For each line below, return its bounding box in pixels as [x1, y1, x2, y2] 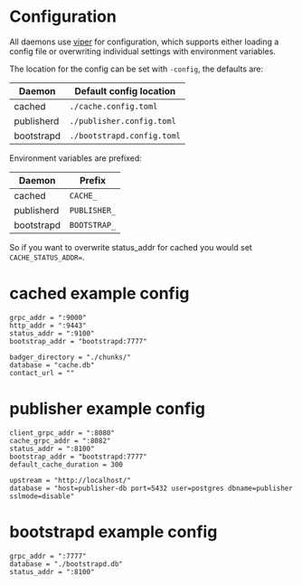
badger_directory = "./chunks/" [9, 353, 131, 362]
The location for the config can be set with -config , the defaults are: [9, 63, 264, 74]
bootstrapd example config [9, 522, 218, 542]
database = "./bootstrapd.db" [9, 559, 124, 569]
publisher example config [9, 399, 206, 420]
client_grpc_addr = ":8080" [9, 428, 116, 438]
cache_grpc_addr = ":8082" [9, 436, 111, 445]
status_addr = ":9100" [9, 328, 95, 338]
